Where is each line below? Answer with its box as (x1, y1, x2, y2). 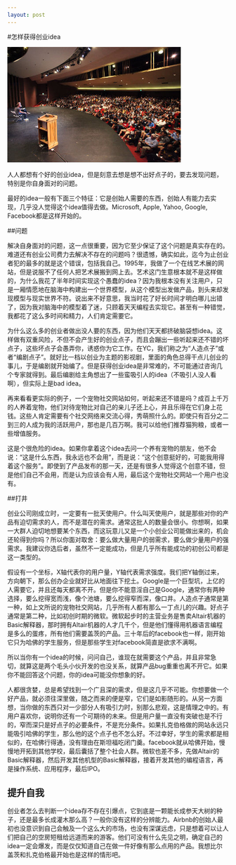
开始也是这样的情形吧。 (55, 850, 124, 859)
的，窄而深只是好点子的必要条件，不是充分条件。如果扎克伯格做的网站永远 (7, 720, 223, 729)
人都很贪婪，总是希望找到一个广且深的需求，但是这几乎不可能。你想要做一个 (7, 685, 229, 694)
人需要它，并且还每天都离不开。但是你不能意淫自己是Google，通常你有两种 (7, 585, 225, 593)
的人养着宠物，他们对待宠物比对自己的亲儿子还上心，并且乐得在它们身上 (7, 402, 216, 411)
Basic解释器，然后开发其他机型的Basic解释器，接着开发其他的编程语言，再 (7, 755, 223, 764)
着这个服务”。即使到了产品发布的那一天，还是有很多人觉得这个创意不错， (7, 461, 220, 470)
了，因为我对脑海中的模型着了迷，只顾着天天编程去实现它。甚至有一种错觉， (7, 303, 229, 311)
